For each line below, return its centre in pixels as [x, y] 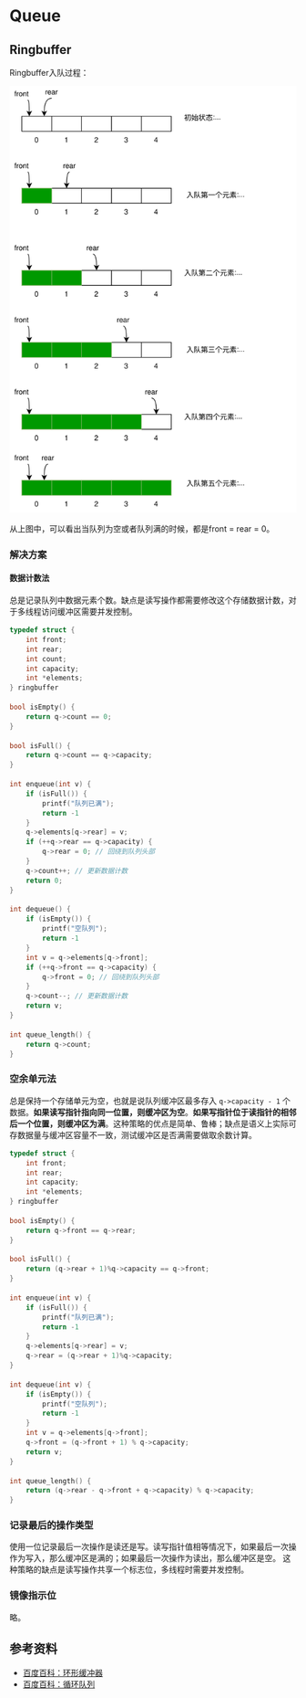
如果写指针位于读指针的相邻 [245, 1112]
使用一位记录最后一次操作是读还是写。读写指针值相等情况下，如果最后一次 [149, 1547]
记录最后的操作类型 [51, 1525]
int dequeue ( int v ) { [51, 1385]
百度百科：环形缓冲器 [62, 1672]
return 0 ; [45, 881]
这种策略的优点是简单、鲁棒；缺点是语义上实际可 [204, 1123]
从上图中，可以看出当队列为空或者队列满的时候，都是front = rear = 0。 [142, 528]
